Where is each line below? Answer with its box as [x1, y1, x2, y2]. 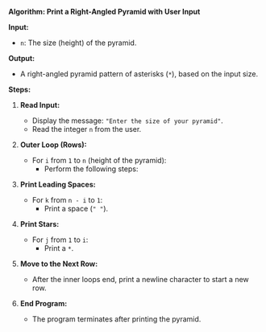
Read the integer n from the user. [31, 125, 142, 133]
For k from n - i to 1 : [31, 195, 103, 204]
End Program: [19, 299, 68, 308]
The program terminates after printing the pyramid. [31, 314, 202, 324]
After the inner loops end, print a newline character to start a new [31, 275, 250, 284]
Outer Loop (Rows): [19, 140, 87, 150]
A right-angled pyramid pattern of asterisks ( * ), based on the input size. [19, 69, 259, 79]
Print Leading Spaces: [19, 180, 96, 189]
